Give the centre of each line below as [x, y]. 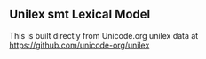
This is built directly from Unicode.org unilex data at [104, 35]
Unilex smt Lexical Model [80, 15]
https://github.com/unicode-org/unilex [79, 45]
